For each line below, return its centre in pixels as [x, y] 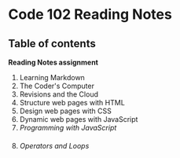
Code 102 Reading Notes [90, 15]
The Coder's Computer [57, 86]
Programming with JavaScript [68, 128]
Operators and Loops [54, 145]
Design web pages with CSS [65, 111]
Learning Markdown [52, 77]
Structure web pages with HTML [72, 103]
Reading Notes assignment [53, 62]
